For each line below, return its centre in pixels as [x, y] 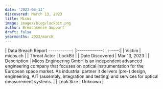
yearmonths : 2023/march [29, 37]
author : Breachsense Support [35, 28]
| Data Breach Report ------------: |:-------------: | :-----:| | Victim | [73, 50]
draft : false [18, 32]
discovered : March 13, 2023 [34, 14]
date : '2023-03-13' [25, 9]
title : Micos [18, 18]
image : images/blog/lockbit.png [38, 23]
